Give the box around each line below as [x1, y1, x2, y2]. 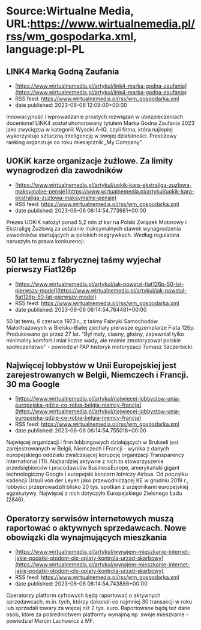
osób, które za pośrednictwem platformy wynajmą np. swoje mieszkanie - [6, 611, 189, 618]
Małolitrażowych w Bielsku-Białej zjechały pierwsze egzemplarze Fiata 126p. [6, 324, 196, 331]
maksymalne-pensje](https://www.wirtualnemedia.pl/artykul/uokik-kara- [14, 187, 195, 195]
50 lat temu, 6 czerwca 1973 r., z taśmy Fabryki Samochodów [6, 317, 158, 325]
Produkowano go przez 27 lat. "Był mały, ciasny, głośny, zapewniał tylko [6, 330, 184, 338]
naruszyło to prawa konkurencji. [6, 237, 86, 244]
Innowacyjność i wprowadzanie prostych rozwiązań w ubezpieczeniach [6, 113, 184, 120]
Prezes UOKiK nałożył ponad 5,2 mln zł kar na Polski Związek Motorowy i [6, 218, 187, 226]
